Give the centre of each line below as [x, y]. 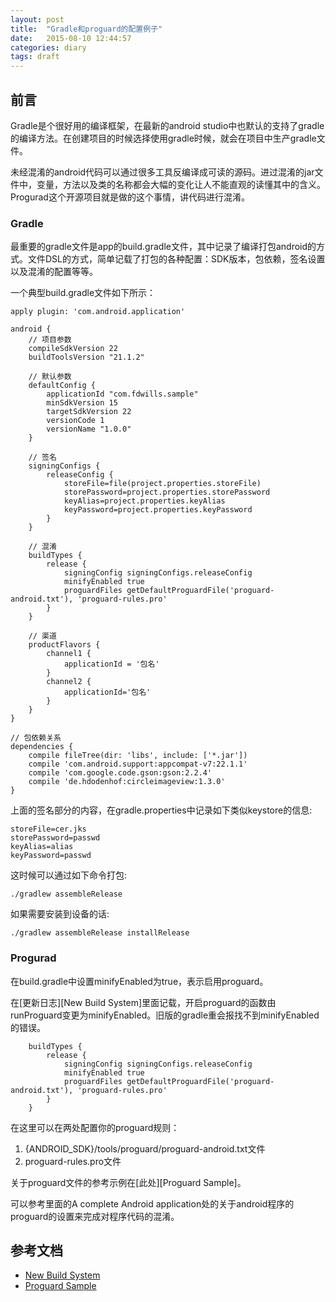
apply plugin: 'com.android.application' [98, 312]
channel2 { [69, 682]
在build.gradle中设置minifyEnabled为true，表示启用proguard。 [139, 981]
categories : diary [48, 47]
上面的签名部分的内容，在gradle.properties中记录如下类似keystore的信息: [161, 810]
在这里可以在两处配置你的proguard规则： [95, 1127]
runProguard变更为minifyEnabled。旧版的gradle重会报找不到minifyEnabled [165, 1015]
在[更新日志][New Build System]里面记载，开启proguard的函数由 [143, 1002]
